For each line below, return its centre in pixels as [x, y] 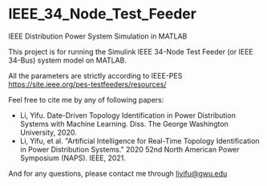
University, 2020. [49, 132]
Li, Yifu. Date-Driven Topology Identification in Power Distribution [128, 115]
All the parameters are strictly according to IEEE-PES [95, 75]
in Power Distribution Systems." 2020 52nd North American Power [129, 149]
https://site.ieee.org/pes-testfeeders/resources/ [87, 84]
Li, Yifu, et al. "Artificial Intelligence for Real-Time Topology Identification [140, 140]
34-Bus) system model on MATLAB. [67, 60]
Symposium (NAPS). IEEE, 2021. [73, 158]
